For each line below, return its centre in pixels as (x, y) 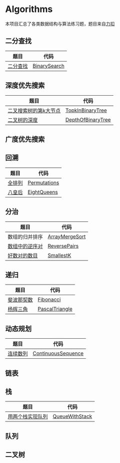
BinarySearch (49, 66)
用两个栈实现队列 (28, 417)
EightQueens (43, 192)
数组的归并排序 (25, 237)
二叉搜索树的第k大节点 (34, 110)
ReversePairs (63, 246)
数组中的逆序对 (25, 246)
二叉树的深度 (23, 120)
